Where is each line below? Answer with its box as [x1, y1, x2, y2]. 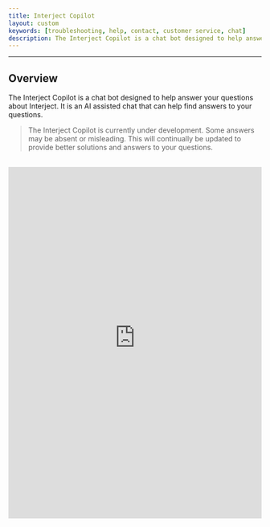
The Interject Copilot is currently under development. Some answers [27, 125, 255, 135]
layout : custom [8, 19, 59, 27]
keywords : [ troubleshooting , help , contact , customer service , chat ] [8, 27, 247, 35]
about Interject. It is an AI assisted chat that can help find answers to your [8, 101, 252, 111]
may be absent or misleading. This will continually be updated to [27, 134, 242, 144]
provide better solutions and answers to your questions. [27, 142, 213, 153]
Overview [8, 71, 59, 85]
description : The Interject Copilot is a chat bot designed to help [8, 34, 243, 43]
